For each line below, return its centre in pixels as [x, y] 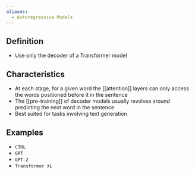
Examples [25, 132]
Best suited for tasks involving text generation [71, 114]
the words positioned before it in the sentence [71, 95]
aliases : [17, 12]
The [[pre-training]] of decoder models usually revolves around [92, 101]
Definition [25, 41]
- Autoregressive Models [42, 17]
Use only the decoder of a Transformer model [71, 56]
